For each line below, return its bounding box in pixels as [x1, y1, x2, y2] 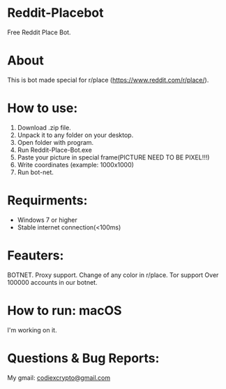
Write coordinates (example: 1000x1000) [17, 160, 135, 169]
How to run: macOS [7, 302, 122, 318]
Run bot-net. [17, 168, 54, 176]
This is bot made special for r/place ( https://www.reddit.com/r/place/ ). [7, 76, 209, 84]
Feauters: [7, 247, 64, 263]
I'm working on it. [7, 325, 57, 334]
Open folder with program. [17, 138, 94, 146]
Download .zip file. [17, 123, 71, 132]
